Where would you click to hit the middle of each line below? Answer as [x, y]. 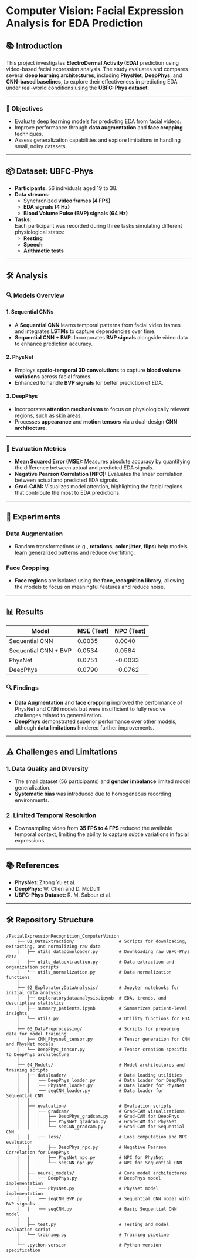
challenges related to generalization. [58, 715]
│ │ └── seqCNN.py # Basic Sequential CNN [97, 1209]
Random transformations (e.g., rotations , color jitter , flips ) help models [101, 547]
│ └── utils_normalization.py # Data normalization [94, 972]
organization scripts [33, 967]
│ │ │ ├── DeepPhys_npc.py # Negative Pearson [91, 1148]
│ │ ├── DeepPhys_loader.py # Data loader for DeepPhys [102, 1081]
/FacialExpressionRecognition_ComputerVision [62, 937]
